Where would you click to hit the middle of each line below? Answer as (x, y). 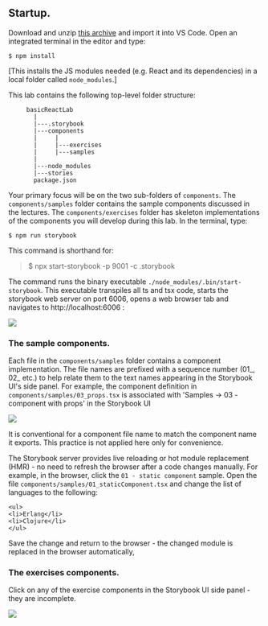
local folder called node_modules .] (63, 79)
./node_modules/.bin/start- (195, 282)
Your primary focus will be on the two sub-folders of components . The (122, 195)
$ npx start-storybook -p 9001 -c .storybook (101, 266)
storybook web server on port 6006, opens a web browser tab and (118, 299)
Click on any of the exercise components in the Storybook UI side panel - (129, 590)
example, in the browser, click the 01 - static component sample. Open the (133, 476)
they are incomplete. (42, 599)
